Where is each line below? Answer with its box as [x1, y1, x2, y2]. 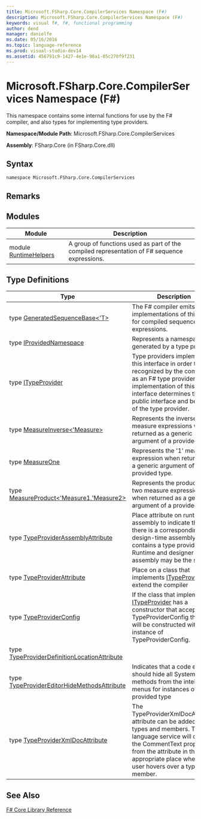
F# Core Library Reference [6, 806, 72, 814]
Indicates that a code [132, 662, 191, 671]
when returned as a [132, 494, 187, 502]
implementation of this [132, 382, 195, 391]
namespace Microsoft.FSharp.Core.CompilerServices [6, 175, 135, 181]
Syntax [6, 158, 33, 169]
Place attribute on [132, 511, 182, 520]
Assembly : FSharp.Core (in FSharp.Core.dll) [6, 142, 115, 149]
